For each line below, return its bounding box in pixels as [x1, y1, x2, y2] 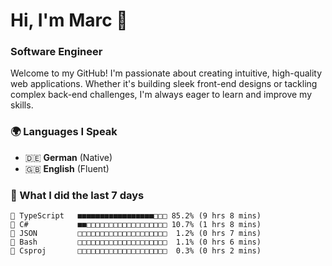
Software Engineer [10, 45, 103, 59]
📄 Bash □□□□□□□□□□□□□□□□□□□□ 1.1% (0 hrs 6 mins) [10, 237, 262, 248]
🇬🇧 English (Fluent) [24, 162, 110, 174]
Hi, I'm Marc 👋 [10, 9, 128, 32]
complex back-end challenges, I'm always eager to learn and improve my [10, 89, 313, 101]
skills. [10, 99, 34, 111]
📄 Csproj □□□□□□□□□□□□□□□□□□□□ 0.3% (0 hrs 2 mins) [10, 246, 262, 256]
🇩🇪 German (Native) [24, 151, 113, 163]
